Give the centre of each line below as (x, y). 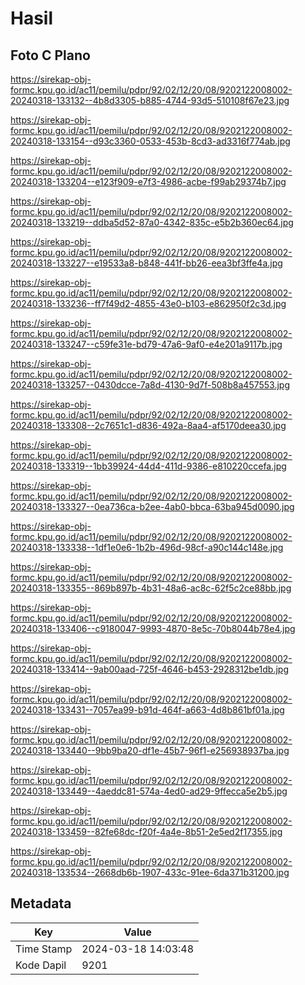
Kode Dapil (41, 965)
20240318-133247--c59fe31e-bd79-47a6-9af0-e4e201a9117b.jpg (146, 344)
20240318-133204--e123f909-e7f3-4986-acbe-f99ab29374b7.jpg (148, 181)
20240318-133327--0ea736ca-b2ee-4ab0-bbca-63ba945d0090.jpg (152, 506)
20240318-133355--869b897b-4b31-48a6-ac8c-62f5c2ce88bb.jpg (151, 588)
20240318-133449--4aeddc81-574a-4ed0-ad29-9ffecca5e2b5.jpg (149, 791)
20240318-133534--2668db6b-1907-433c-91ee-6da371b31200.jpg (150, 872)
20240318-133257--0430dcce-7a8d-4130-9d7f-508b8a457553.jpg (150, 385)
